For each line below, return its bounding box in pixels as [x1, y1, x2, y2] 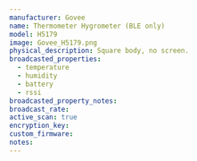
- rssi [17, 88, 42, 97]
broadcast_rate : [9, 105, 70, 114]
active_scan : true [9, 113, 78, 122]
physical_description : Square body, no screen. [9, 47, 190, 55]
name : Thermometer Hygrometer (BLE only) [9, 21, 166, 30]
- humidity [17, 72, 58, 80]
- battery [17, 80, 53, 89]
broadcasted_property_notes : [9, 96, 118, 106]
